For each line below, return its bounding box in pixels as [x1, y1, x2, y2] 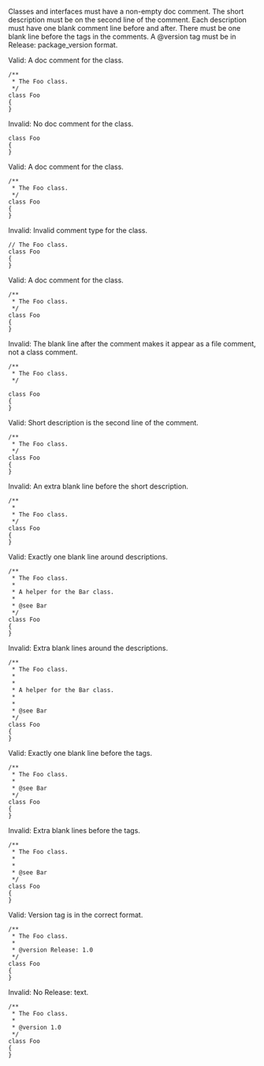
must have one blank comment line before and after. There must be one [8, 24, 241, 32]
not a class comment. [8, 347, 78, 357]
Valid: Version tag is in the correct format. [8, 911, 143, 919]
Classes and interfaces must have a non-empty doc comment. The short [8, 7, 244, 16]
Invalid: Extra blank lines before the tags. [8, 826, 140, 835]
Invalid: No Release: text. [8, 988, 89, 997]
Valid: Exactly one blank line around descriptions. [8, 552, 168, 561]
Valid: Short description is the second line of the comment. [8, 418, 199, 427]
